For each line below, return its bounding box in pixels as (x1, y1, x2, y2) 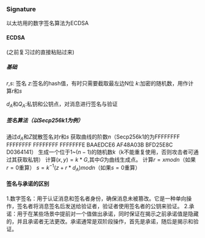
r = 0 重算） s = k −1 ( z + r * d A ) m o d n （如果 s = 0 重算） (6, 163, 141, 173)
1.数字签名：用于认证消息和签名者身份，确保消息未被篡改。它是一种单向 (6, 195, 187, 202)
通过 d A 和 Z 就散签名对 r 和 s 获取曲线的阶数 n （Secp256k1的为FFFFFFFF (6, 133, 181, 142)
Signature (6, 5, 37, 13)
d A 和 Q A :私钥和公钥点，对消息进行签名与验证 (6, 100, 118, 109)
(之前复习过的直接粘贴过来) (6, 48, 75, 56)
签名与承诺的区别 (6, 180, 49, 187)
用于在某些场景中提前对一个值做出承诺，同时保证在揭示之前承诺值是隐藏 (16, 210, 199, 217)
